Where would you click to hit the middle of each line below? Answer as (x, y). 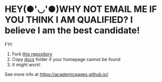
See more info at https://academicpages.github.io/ (56, 74)
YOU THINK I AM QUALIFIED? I (69, 20)
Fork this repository (32, 54)
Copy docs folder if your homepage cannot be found (66, 59)
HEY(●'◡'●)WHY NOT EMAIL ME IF (81, 9)
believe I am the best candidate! (72, 30)
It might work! (26, 64)
